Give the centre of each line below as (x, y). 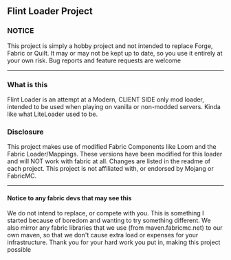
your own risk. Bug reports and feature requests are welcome (94, 60)
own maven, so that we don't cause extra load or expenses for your (103, 235)
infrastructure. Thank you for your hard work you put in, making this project (114, 242)
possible (19, 250)
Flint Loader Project (50, 11)
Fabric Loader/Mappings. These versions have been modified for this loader (115, 154)
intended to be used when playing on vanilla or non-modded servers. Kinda (114, 106)
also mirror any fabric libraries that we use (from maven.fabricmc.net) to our (115, 228)
